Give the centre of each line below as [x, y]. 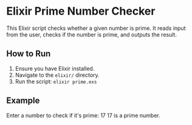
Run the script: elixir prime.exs [56, 81]
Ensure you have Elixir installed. [55, 68]
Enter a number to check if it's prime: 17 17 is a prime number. [83, 115]
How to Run [29, 54]
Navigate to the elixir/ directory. [57, 75]
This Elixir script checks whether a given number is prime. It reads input [96, 28]
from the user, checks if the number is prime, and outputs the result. [92, 34]
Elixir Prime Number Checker [81, 11]
